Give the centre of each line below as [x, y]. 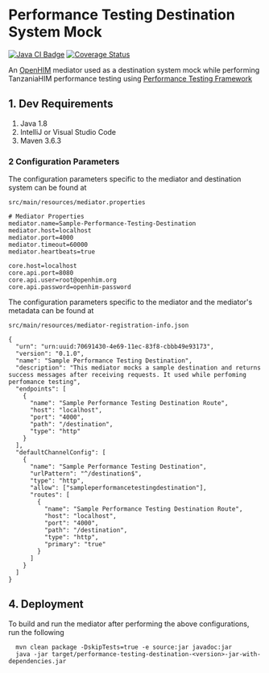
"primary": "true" [75, 545]
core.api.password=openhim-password [70, 287]
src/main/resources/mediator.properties [77, 203]
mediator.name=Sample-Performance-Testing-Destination [102, 224]
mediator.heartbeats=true [52, 252]
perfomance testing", [45, 382]
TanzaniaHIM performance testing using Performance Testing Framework [130, 78]
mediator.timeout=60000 [48, 245]
